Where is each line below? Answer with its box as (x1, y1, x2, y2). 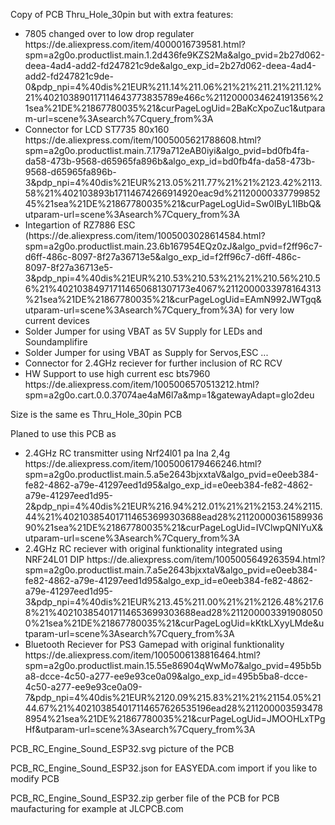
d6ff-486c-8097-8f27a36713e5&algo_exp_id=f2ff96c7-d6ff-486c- (24, 251, 302, 263)
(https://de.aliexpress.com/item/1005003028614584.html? (24, 230, 266, 241)
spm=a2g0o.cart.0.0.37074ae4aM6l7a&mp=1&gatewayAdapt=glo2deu (24, 389, 315, 401)
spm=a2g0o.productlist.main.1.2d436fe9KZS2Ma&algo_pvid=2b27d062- (24, 49, 325, 61)
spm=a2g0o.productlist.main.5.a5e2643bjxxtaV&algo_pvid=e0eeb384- (24, 469, 320, 480)
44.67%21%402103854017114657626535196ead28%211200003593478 (24, 702, 323, 714)
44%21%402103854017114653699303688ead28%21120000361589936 (24, 511, 324, 523)
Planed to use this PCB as (10, 428, 117, 439)
